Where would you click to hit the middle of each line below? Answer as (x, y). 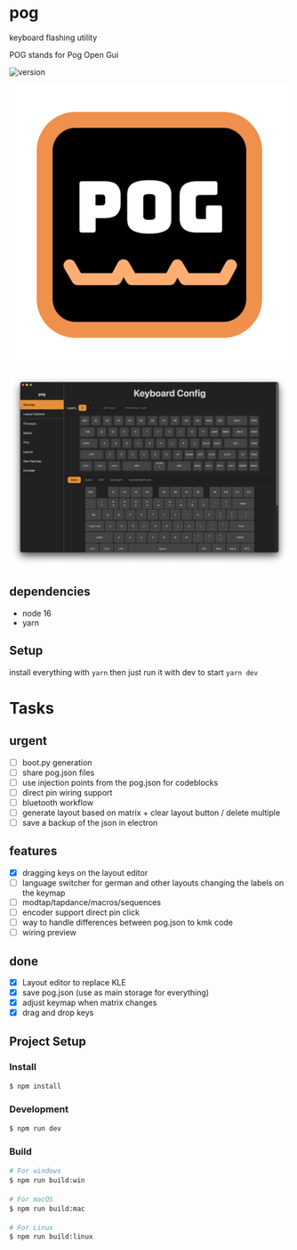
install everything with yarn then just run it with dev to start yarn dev (134, 672)
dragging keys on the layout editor (85, 872)
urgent (28, 741)
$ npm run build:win (48, 1181)
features (33, 851)
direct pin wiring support (67, 792)
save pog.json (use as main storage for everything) (116, 993)
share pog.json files (58, 772)
